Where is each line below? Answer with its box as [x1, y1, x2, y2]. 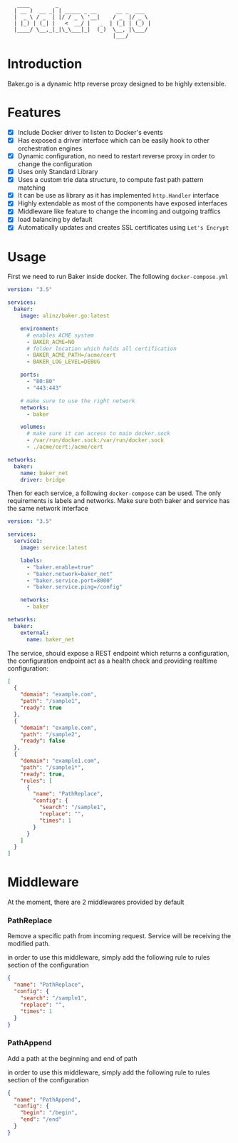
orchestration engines [17, 144, 83, 153]
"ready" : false [20, 737, 66, 745]
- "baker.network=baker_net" [26, 570, 113, 577]
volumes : [20, 423, 46, 431]
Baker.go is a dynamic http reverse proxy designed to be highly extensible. [7, 79, 227, 88]
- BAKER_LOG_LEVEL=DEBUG [26, 358, 100, 365]
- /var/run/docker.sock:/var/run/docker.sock [26, 437, 164, 444]
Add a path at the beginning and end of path [7, 1054, 138, 1062]
